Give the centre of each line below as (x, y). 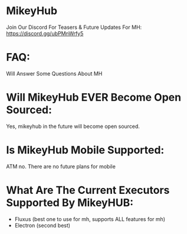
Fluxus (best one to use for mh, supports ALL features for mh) (90, 219)
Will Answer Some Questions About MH (54, 73)
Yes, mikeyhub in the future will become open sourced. (73, 126)
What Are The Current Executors (88, 190)
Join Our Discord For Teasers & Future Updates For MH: (74, 27)
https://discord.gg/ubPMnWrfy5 (45, 33)
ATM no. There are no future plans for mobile (61, 166)
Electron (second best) (42, 225)
